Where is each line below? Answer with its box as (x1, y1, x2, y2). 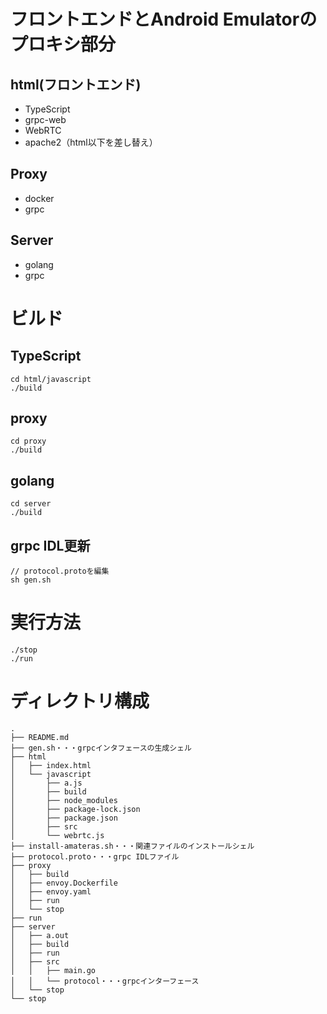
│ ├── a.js (10, 778, 83, 788)
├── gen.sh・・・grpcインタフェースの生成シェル (10, 743, 192, 753)
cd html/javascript (10, 374, 92, 384)
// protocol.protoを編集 (10, 566, 110, 577)
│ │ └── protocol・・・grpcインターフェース (10, 976, 200, 986)
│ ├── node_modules (10, 795, 118, 805)
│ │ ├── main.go (10, 965, 97, 975)
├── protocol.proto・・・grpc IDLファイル (10, 851, 180, 862)
